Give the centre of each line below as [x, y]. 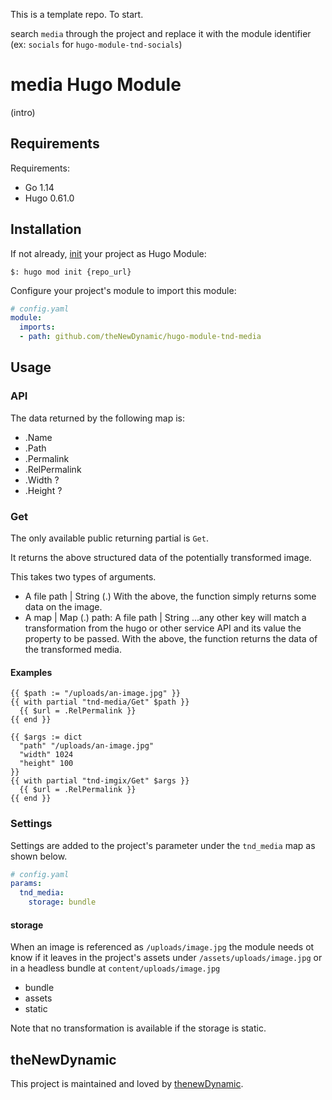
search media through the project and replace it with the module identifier [161, 33]
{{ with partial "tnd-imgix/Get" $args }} [100, 781]
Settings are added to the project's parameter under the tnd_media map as [163, 845]
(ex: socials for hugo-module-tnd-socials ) [96, 44]
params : [26, 884]
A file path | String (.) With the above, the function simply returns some [170, 596]
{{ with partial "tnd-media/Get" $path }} [100, 702]
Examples [31, 672]
